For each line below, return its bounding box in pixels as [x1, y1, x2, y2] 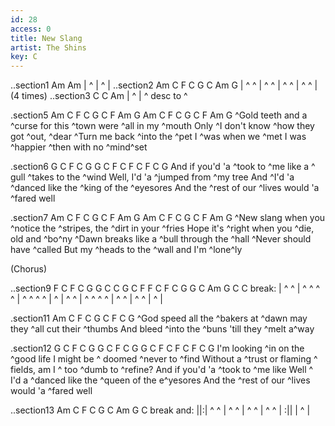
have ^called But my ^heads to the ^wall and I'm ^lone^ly [10, 244, 243, 256]
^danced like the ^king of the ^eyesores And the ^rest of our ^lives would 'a [10, 182, 320, 194]
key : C [10, 52, 38, 62]
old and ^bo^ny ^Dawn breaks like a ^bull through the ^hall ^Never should [10, 233, 312, 245]
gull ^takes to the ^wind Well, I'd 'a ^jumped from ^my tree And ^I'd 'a [10, 171, 295, 183]
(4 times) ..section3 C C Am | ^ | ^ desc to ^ [10, 90, 188, 102]
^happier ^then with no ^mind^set [10, 141, 148, 153]
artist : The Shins [10, 42, 87, 53]
